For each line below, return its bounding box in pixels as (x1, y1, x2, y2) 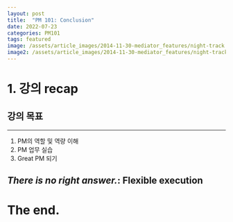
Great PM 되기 (17, 154, 58, 162)
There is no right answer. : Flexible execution (7, 175, 203, 187)
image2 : (7, 49, 30, 56)
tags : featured (7, 36, 51, 43)
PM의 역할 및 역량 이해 (17, 137, 79, 145)
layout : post (7, 10, 45, 17)
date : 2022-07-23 (7, 23, 58, 30)
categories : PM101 (7, 29, 60, 37)
